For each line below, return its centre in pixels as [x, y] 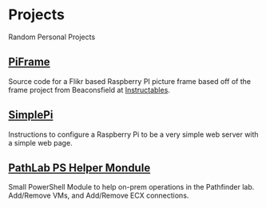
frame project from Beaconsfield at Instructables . [89, 90]
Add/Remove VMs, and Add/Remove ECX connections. [99, 196]
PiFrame [29, 62]
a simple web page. [41, 142]
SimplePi [31, 115]
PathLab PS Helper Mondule [79, 168]
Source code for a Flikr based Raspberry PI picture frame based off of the [130, 81]
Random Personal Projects [52, 37]
